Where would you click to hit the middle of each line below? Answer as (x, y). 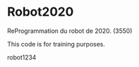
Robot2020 (40, 12)
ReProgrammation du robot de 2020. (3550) (70, 31)
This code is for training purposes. (56, 44)
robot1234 (22, 57)
